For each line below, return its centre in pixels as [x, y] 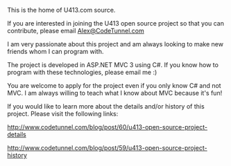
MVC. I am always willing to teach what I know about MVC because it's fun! [115, 93]
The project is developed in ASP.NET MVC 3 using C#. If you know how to [113, 65]
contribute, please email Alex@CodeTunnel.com [76, 31]
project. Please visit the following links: [63, 114]
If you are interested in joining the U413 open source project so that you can [115, 23]
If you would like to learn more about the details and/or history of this [106, 106]
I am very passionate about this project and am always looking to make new [115, 44]
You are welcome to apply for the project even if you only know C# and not [114, 85]
